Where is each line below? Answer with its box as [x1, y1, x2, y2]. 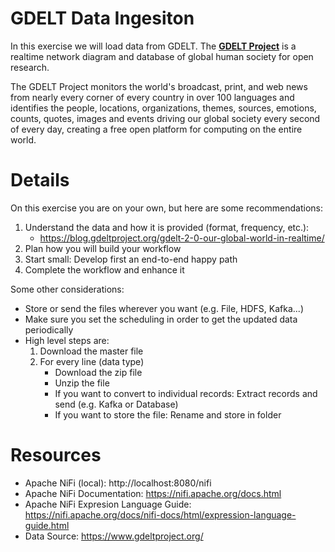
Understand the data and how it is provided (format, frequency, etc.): [24, 221, 310, 233]
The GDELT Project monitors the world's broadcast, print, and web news [10, 80, 308, 92]
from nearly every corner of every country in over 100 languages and [10, 91, 295, 103]
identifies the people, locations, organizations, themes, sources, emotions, [10, 102, 317, 114]
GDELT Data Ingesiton [10, 7, 195, 30]
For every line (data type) [39, 355, 145, 367]
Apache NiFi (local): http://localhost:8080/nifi [24, 477, 212, 489]
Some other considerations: [10, 283, 125, 295]
